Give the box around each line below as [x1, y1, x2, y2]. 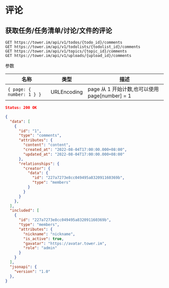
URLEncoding [50, 89, 83, 95]
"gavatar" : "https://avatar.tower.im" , [23, 241, 107, 246]
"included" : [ [10, 208, 39, 213]
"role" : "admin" [23, 246, 57, 251]
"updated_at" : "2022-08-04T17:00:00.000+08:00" [23, 152, 125, 157]
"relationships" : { [18, 161, 59, 166]
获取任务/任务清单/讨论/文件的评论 [5, 26, 112, 35]
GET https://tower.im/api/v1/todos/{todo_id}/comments [5, 40, 123, 45]
